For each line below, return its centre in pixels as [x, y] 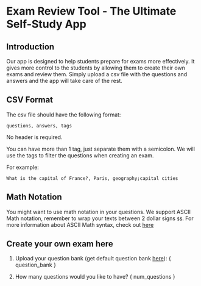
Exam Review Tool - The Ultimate [91, 11]
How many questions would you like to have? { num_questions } [95, 277]
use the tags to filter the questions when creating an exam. [80, 155]
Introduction [30, 47]
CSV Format [30, 100]
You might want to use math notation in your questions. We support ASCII [98, 212]
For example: [23, 167]
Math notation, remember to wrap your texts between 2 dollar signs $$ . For [100, 218]
